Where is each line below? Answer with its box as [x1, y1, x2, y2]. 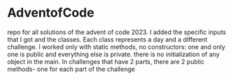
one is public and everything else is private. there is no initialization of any [7, 50, 220, 58]
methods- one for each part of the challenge [7, 65, 135, 73]
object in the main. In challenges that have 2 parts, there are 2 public [7, 57, 204, 65]
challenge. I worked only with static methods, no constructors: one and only [7, 42, 225, 51]
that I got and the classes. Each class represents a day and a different [7, 35, 208, 43]
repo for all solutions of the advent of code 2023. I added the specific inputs [7, 28, 227, 36]
